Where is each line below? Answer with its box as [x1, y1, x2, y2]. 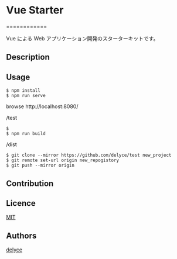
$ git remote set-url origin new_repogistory [6, 157, 119, 164]
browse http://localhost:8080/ [6, 103, 79, 110]
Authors [6, 230, 37, 240]
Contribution [6, 178, 54, 188]
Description [6, 52, 50, 62]
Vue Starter [6, 4, 64, 17]
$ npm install [6, 88, 41, 94]
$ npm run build [6, 131, 46, 137]
